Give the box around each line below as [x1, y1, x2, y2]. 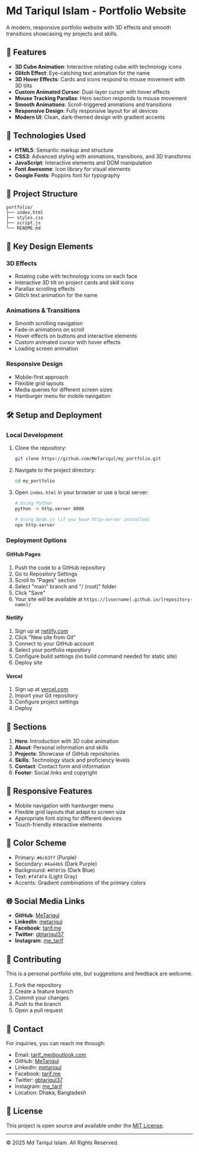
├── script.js [6, 220, 41, 226]
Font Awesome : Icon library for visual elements [14, 165, 131, 173]
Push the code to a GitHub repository [14, 564, 105, 571]
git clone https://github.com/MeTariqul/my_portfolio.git [14, 456, 161, 462]
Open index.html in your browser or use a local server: [14, 489, 149, 496]
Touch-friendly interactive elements [14, 820, 102, 828]
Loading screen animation [14, 345, 79, 352]
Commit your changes [14, 994, 69, 1001]
